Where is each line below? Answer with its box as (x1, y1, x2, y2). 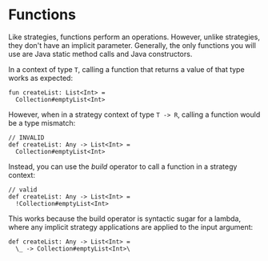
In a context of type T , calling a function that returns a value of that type (8, 64, 246, 74)
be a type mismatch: (8, 118, 76, 127)
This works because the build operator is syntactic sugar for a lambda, (8, 214, 242, 223)
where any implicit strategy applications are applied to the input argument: (8, 222, 254, 231)
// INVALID (8, 134, 45, 142)
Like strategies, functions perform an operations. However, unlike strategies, (8, 32, 260, 42)
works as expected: (8, 73, 74, 82)
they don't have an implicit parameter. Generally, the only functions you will (8, 40, 256, 50)
